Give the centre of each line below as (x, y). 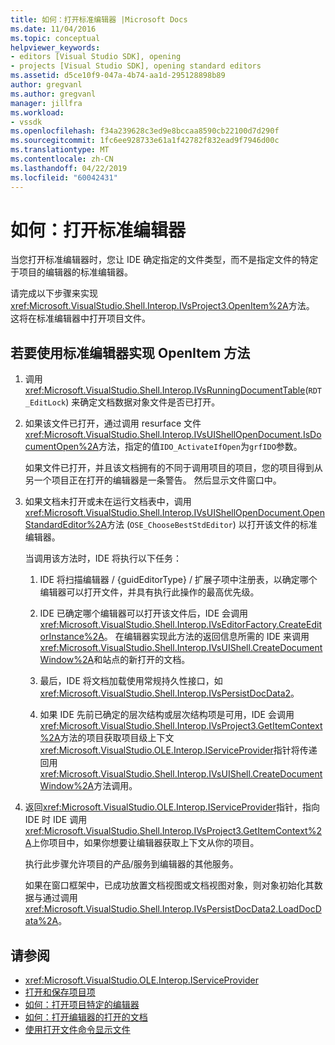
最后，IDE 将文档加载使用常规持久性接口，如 (131, 681)
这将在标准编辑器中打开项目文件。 (80, 318)
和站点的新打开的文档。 (142, 660)
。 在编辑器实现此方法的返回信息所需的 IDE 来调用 (206, 637)
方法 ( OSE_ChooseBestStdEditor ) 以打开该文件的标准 (212, 525)
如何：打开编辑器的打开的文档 (86, 1017)
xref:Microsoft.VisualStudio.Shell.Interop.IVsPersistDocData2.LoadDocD (173, 909)
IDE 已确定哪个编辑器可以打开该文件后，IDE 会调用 (144, 613)
